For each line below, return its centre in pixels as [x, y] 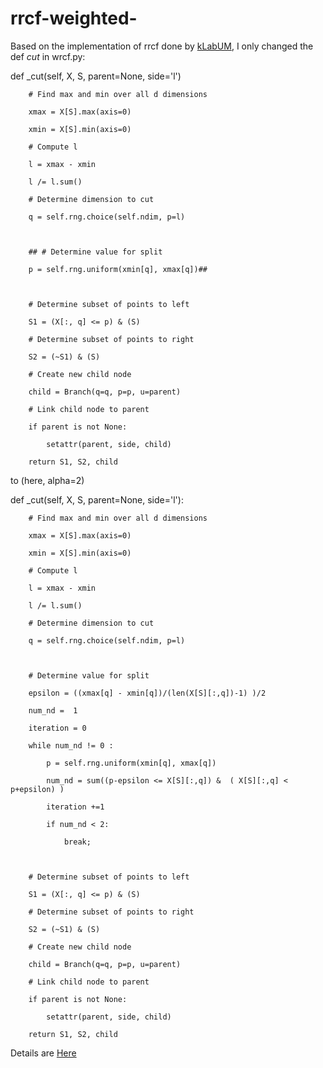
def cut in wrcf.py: [48, 56]
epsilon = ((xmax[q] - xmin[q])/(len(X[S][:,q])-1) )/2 [147, 693]
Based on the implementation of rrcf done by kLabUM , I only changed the [162, 46]
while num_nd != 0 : [71, 745]
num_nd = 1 [53, 710]
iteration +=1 [75, 807]
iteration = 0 [57, 728]
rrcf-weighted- [74, 18]
